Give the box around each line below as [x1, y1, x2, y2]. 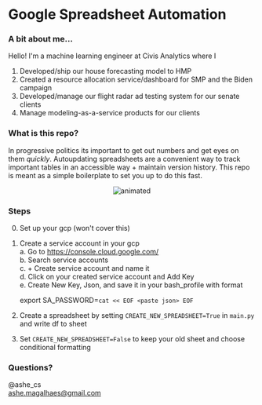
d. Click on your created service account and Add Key [19, 272, 195, 282]
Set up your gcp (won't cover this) [19, 224, 131, 233]
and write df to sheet [19, 319, 88, 329]
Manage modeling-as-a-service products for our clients [19, 108, 200, 118]
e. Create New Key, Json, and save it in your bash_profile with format [19, 280, 243, 290]
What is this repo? [8, 128, 79, 139]
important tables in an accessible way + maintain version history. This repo [8, 162, 250, 172]
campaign [19, 83, 53, 93]
